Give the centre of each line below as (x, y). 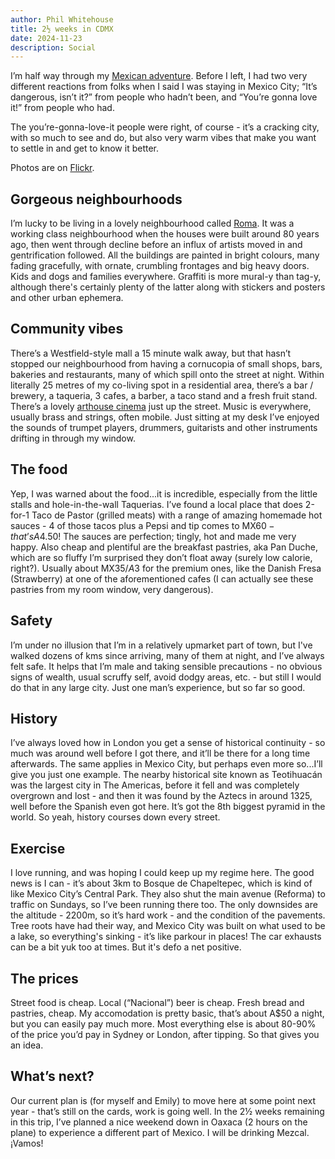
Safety (31, 621)
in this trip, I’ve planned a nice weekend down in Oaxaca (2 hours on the (159, 1122)
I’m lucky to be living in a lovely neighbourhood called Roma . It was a (152, 223)
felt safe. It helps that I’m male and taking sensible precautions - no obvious (166, 666)
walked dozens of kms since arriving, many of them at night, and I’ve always (167, 655)
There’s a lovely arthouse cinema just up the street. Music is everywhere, (161, 406)
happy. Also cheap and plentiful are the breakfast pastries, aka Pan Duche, (164, 547)
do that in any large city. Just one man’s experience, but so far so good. (158, 687)
